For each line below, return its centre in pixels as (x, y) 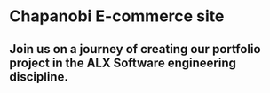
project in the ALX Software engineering (123, 62)
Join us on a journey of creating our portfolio (135, 49)
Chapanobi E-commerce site (117, 16)
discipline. (39, 77)
